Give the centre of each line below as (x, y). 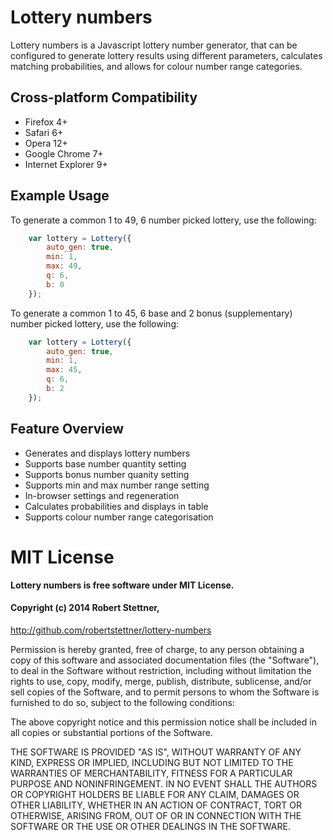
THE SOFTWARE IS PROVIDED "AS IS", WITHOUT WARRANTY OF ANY (156, 752)
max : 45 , (64, 370)
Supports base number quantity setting (105, 463)
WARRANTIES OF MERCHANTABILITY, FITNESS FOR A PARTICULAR (151, 773)
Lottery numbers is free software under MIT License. (122, 585)
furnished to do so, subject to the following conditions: (122, 702)
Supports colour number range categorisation (119, 517)
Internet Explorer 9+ (66, 164)
